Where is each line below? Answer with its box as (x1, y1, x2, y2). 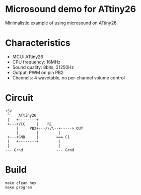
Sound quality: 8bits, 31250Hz (12, 64, 74, 70)
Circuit (5, 92, 34, 104)
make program (5, 185, 32, 190)
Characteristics (5, 37, 70, 49)
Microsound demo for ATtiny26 (5, 3, 137, 15)
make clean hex (5, 180, 37, 186)
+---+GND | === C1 (7, 134, 70, 139)
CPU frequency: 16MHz (12, 59, 61, 65)
